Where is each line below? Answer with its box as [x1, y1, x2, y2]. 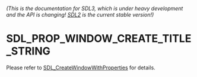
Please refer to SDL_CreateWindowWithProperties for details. [6, 64, 155, 71]
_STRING [6, 44, 50, 57]
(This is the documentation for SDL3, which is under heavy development [6, 5, 183, 12]
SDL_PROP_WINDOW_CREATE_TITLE [6, 31, 192, 45]
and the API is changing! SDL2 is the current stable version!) [6, 11, 154, 18]
